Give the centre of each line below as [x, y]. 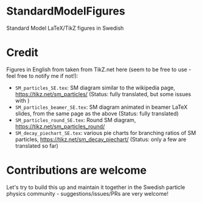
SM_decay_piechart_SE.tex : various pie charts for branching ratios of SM [106, 132]
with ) [22, 100]
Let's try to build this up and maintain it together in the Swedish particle [96, 187]
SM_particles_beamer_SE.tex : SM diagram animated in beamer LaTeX [101, 107]
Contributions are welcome [77, 170]
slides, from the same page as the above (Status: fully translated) [97, 113]
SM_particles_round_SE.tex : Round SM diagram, [75, 120]
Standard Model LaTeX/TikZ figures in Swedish [65, 28]
